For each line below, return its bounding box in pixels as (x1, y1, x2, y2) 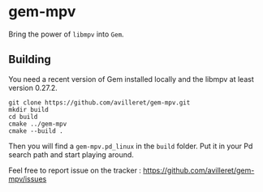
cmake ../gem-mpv (8, 120, 67, 128)
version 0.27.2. (8, 83, 58, 92)
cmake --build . (8, 126, 63, 135)
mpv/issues (8, 173, 47, 184)
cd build (8, 113, 38, 121)
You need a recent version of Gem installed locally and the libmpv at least (8, 74, 254, 83)
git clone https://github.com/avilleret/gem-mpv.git (8, 98, 191, 107)
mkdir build (8, 105, 49, 113)
